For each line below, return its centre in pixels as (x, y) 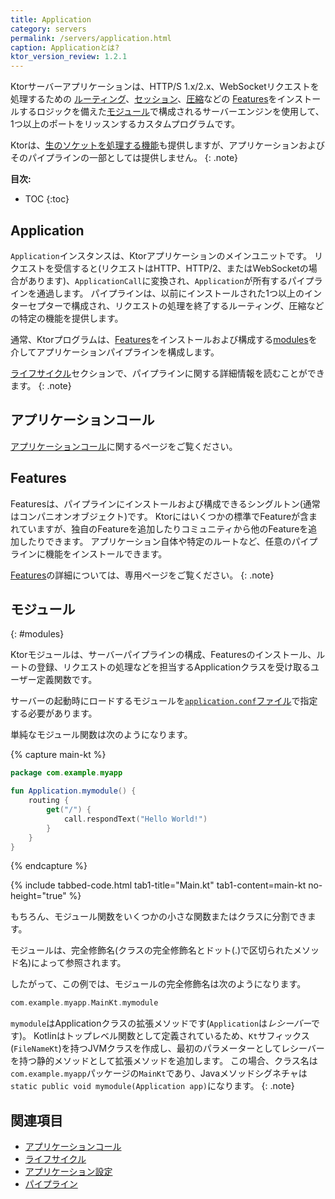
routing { (49, 801)
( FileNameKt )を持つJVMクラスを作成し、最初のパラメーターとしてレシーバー (167, 1048)
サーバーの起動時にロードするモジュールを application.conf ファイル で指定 (164, 701)
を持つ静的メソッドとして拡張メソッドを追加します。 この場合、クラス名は (164, 1061)
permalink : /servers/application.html (91, 38)
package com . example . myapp (66, 773)
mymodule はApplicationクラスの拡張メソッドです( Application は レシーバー (161, 1023)
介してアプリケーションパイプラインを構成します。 (115, 352)
